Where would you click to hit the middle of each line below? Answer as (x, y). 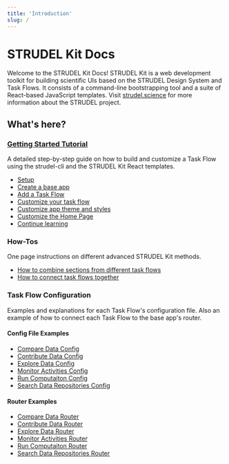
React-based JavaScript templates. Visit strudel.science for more (100, 95)
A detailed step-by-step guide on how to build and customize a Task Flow (112, 159)
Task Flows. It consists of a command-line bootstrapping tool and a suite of (114, 88)
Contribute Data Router (50, 424)
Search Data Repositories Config (63, 385)
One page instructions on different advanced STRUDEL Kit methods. (104, 257)
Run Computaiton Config (52, 378)
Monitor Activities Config (52, 371)
